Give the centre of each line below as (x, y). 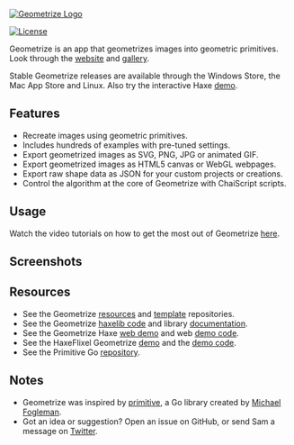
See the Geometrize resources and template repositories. (129, 313)
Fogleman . (42, 412)
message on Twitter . (60, 431)
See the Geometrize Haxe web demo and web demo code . (131, 332)
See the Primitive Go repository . (81, 352)
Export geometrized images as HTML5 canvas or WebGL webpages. (149, 164)
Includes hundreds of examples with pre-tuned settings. (126, 145)
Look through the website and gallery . (80, 58)
